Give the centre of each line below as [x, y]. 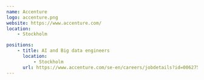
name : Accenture [27, 12]
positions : [20, 45]
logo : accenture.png [32, 17]
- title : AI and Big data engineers [64, 51]
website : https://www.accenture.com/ [54, 23]
